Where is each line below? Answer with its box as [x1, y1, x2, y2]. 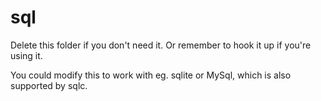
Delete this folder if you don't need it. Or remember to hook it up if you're [10, 39, 312, 51]
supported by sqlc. [10, 79, 88, 91]
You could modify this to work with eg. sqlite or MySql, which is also [10, 69, 292, 81]
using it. [10, 49, 43, 61]
